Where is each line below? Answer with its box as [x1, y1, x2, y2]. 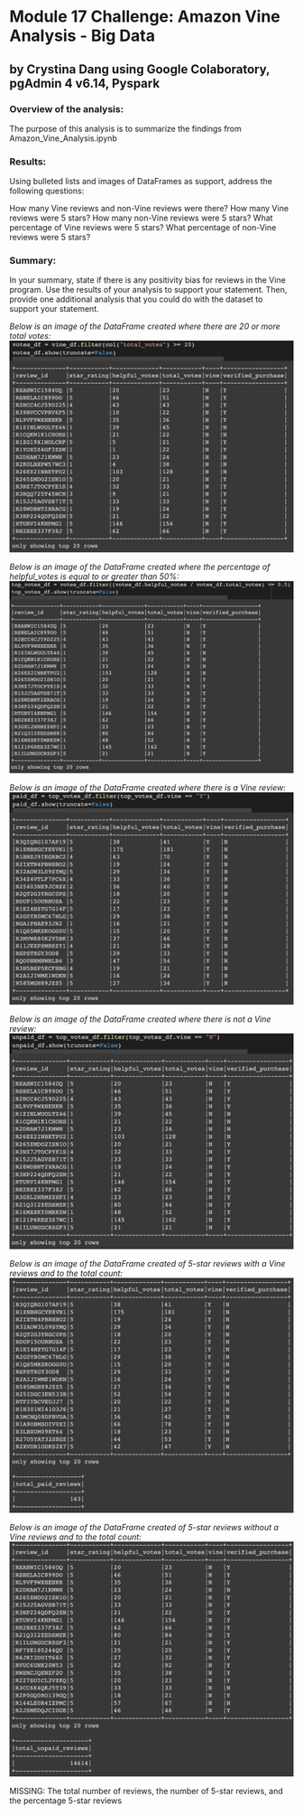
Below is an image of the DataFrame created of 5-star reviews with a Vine [9, 1258, 286, 1268]
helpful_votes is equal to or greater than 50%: [9, 571, 179, 582]
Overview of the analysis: [9, 102, 124, 115]
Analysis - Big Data [9, 25, 156, 46]
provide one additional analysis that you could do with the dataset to [9, 294, 263, 304]
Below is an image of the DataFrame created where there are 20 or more [9, 321, 281, 332]
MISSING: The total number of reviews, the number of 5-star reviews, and [9, 1786, 284, 1797]
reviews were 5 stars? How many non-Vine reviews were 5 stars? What [9, 212, 273, 223]
